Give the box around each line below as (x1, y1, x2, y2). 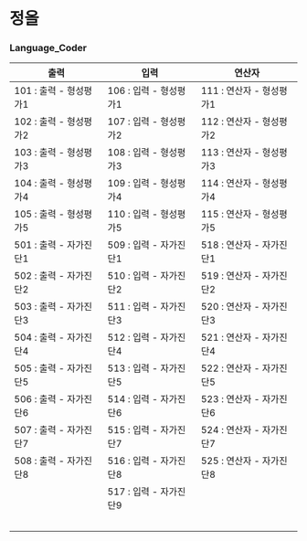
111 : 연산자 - (200, 84, 260, 97)
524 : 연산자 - (200, 424, 260, 437)
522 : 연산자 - (200, 362, 260, 375)
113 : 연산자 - (200, 146, 260, 159)
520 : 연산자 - (200, 301, 260, 313)
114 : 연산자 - (200, 177, 260, 190)
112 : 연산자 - (200, 115, 260, 128)
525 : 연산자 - (200, 454, 260, 467)
